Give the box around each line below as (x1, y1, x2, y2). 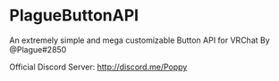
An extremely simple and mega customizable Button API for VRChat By (9, 35, 270, 45)
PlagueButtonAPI (9, 5, 139, 26)
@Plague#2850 (9, 44, 67, 54)
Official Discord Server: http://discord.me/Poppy (9, 61, 188, 72)
